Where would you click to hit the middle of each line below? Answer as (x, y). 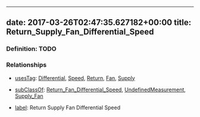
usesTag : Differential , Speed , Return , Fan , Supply (75, 78)
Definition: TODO (31, 49)
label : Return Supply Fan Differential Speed (68, 107)
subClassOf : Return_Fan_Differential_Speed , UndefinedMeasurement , (100, 90)
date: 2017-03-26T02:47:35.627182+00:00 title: (99, 22)
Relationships (26, 65)
